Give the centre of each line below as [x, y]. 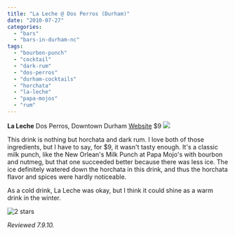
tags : [15, 46]
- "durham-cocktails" [45, 79]
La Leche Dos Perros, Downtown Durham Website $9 [85, 126]
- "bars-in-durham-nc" [47, 40]
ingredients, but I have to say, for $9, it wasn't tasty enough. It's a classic [113, 147]
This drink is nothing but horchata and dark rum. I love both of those [106, 139]
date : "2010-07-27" [36, 20]
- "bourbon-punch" [41, 53]
